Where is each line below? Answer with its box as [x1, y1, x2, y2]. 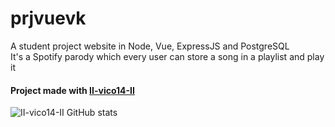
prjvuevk [10, 7, 87, 30]
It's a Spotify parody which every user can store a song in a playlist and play [10, 50, 325, 62]
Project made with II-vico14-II [10, 84, 135, 96]
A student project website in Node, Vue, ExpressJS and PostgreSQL [10, 40, 290, 52]
